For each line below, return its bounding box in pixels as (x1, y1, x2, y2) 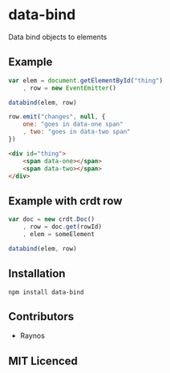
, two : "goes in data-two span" (22, 128, 131, 136)
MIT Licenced (8, 354, 79, 367)
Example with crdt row (8, 194, 123, 207)
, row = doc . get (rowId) (22, 223, 103, 231)
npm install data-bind (8, 288, 84, 296)
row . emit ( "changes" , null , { (8, 113, 106, 121)
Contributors (8, 310, 75, 323)
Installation (8, 267, 66, 281)
